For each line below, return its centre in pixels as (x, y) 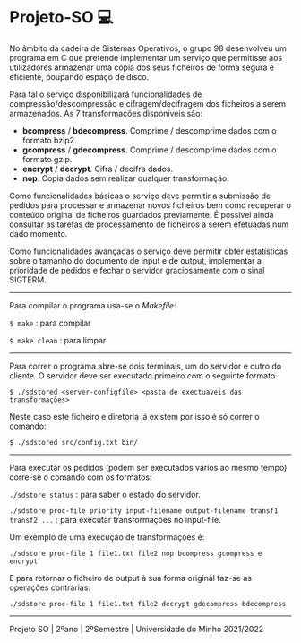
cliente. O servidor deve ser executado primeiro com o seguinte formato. (143, 375)
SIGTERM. (28, 280)
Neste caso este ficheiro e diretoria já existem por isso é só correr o (134, 416)
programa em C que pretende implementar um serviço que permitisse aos (146, 57)
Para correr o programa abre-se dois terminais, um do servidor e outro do (146, 366)
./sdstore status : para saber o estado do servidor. (105, 494)
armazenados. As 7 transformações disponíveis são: (106, 113)
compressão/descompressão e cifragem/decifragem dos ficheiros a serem (148, 103)
